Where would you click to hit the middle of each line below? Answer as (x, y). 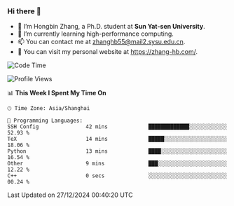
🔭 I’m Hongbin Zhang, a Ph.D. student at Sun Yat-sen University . (111, 27)
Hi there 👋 (25, 11)
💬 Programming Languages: (45, 121)
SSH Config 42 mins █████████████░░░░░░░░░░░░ (117, 127)
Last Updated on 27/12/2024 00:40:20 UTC (70, 195)
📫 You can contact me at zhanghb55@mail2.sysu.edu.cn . (101, 42)
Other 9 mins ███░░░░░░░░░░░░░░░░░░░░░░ (117, 164)
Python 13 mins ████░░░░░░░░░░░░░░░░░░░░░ (117, 151)
